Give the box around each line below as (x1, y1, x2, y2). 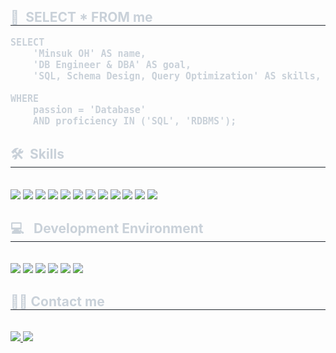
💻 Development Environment (10, 220, 204, 237)
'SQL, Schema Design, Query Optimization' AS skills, (33, 70, 322, 82)
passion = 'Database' (33, 103, 147, 116)
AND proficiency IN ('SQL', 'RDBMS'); (33, 115, 237, 127)
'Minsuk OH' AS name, (33, 47, 147, 60)
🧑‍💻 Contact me (10, 293, 105, 310)
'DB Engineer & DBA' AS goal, (33, 58, 192, 71)
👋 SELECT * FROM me (10, 9, 153, 26)
